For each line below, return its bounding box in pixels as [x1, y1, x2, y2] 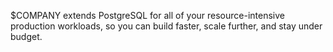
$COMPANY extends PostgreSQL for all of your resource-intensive [10, 10, 285, 21]
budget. [10, 31, 43, 42]
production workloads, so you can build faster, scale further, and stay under [10, 20, 323, 32]
